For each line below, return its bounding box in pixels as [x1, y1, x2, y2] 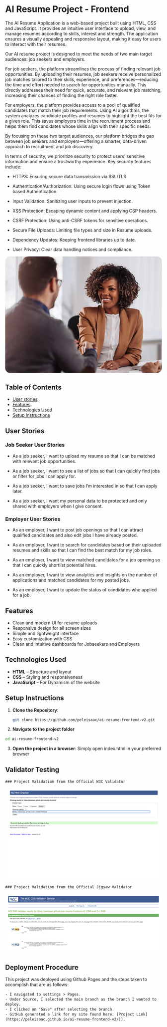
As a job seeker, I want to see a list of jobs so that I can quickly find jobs [12, 468, 160, 474]
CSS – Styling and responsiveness [12, 674, 83, 680]
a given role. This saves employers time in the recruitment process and [5, 118, 151, 124]
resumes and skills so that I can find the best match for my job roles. [12, 547, 153, 553]
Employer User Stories [5, 515, 61, 522]
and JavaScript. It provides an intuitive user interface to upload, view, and [5, 25, 156, 31]
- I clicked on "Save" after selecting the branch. [5, 1007, 114, 1012]
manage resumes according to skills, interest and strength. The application [5, 30, 158, 36]
